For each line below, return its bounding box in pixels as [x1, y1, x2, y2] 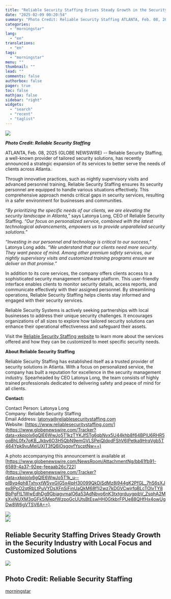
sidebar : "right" [5, 97, 42, 102]
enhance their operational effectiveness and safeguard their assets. [5, 323, 147, 329]
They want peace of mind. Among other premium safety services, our [5, 249, 152, 255]
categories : [5, 21, 31, 27]
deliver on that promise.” [5, 260, 57, 266]
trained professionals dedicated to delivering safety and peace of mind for [5, 380, 161, 386]
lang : [5, 31, 17, 36]
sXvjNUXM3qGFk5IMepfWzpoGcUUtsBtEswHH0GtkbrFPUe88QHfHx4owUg [5, 496, 166, 502]
